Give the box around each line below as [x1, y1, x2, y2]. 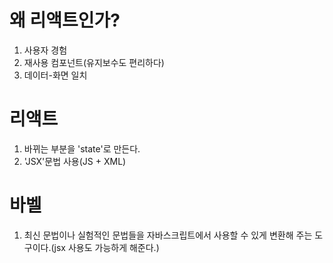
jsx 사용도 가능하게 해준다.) [53, 241, 160, 253]
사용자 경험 [23, 44, 68, 56]
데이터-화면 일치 [23, 69, 88, 81]
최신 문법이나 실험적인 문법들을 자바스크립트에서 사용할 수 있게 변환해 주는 [23, 229, 313, 241]
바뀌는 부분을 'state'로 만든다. [23, 142, 141, 155]
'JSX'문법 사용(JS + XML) [23, 155, 127, 167]
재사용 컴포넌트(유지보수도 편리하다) [23, 56, 165, 68]
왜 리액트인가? [9, 9, 121, 32]
